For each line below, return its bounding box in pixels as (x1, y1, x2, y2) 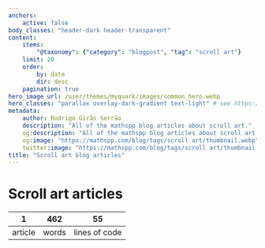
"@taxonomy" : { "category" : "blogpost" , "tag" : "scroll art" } (36, 48, 242, 56)
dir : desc (36, 77, 69, 85)
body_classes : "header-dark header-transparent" (8, 26, 171, 34)
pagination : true (22, 85, 80, 93)
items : (22, 41, 44, 49)
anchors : (8, 11, 37, 20)
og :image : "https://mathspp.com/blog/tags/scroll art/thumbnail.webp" (22, 136, 259, 145)
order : (22, 63, 44, 71)
